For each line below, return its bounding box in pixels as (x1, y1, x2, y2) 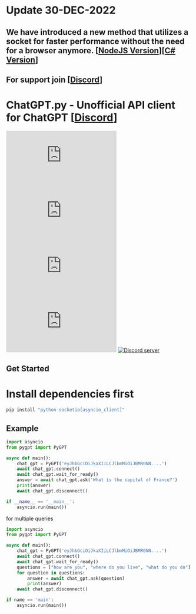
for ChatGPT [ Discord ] (6, 111, 118, 125)
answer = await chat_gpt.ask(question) (27, 575, 125, 582)
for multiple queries (6, 515, 54, 522)
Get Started (6, 364, 49, 374)
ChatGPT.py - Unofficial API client (6, 99, 175, 112)
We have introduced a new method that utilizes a (6, 27, 189, 37)
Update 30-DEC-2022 (6, 4, 116, 17)
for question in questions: (16, 570, 85, 576)
